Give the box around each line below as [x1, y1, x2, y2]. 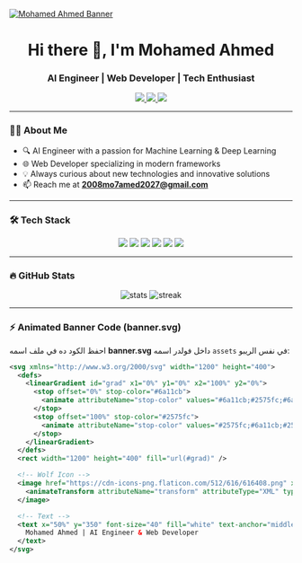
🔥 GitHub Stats [9, 269, 75, 282]
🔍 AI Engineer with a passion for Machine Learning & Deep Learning [22, 145, 277, 156]
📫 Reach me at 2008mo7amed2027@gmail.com [22, 179, 209, 189]
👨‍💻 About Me [9, 124, 67, 136]
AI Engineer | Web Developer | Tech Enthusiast [47, 72, 255, 84]
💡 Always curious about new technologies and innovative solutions [22, 168, 271, 179]
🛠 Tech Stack [9, 214, 71, 226]
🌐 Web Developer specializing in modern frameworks [22, 158, 221, 169]
